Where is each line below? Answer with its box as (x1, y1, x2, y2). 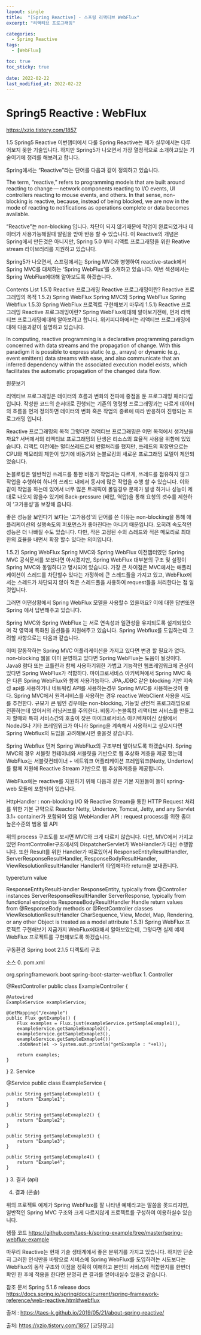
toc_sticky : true (6, 64, 50, 70)
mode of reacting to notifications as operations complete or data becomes (6, 204, 190, 211)
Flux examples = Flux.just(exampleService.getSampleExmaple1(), (17, 1020, 181, 1027)
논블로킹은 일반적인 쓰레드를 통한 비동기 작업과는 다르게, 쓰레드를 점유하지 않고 (6, 471, 190, 478)
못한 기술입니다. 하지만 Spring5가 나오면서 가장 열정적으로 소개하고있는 (22, 147, 188, 154)
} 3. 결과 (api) (6, 1176, 39, 1183)
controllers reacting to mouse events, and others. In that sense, (6, 192, 163, 199)
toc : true (6, 58, 31, 64)
